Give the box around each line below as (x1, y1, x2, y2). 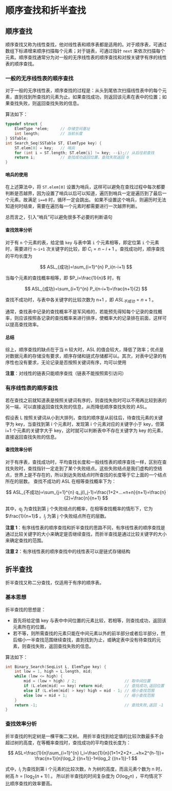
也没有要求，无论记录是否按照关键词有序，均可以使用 (14, 359, 126, 366)
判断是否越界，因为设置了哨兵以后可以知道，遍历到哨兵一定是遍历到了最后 (5, 190, 162, 196)
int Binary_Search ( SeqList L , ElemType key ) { (5, 664, 106, 669)
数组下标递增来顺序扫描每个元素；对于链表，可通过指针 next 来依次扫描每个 (5, 48, 165, 54)
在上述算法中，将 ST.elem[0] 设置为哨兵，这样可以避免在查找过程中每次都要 (5, 184, 165, 190)
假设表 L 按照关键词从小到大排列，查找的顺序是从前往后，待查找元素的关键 (5, 415, 163, 421)
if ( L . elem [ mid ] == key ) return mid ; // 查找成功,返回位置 (24, 684, 165, 689)
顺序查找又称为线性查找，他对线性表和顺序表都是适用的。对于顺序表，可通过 (5, 42, 167, 47)
